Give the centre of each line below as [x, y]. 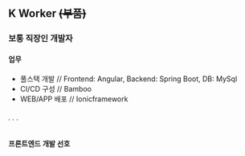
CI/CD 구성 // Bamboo [56, 88]
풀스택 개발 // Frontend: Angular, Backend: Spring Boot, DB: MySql [129, 79]
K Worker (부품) [47, 14]
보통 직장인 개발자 [41, 39]
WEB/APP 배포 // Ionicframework [74, 99]
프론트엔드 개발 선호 [39, 143]
